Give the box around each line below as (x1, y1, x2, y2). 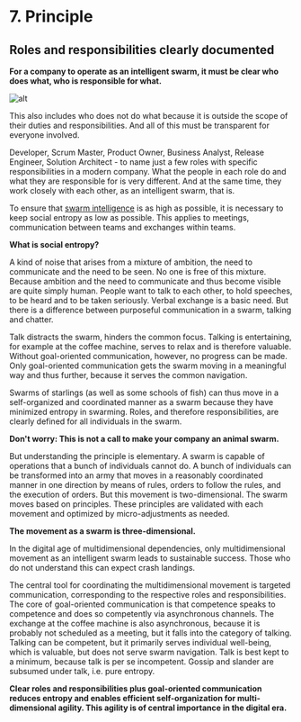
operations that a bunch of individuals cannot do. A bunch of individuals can (9, 461, 292, 471)
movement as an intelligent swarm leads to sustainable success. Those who (9, 553, 291, 564)
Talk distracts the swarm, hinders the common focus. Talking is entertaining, (9, 331, 292, 342)
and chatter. (9, 314, 54, 325)
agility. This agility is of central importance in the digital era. (58, 702, 288, 713)
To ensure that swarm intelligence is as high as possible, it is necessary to (9, 203, 284, 213)
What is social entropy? (9, 239, 100, 249)
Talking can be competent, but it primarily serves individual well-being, (9, 637, 272, 647)
